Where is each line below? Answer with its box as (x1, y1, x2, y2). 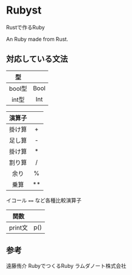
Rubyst (6, 4, 42, 17)
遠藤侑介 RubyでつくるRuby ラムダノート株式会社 (6, 262, 127, 269)
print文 (9, 223, 28, 231)
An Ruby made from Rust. (6, 35, 69, 42)
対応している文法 (6, 54, 68, 64)
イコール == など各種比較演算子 (6, 197, 82, 204)
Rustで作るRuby (6, 24, 45, 31)
